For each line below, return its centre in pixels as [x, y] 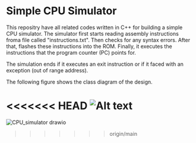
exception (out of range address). [47, 70]
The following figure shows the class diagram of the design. [79, 82]
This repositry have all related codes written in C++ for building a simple [94, 27]
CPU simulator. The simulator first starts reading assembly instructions [93, 33]
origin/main [124, 134]
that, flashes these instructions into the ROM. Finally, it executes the [89, 46]
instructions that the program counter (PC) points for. [71, 52]
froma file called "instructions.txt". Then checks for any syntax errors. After [98, 40]
